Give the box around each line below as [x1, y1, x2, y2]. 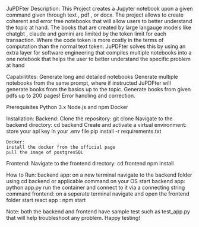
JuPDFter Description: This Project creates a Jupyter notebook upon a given [6, 5, 193, 12]
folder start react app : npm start [6, 197, 86, 203]
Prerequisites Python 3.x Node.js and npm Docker [6, 104, 129, 110]
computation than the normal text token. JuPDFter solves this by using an [6, 43, 186, 50]
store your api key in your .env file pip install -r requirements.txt [6, 127, 162, 135]
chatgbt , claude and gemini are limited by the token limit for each [6, 30, 167, 37]
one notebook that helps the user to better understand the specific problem [6, 56, 191, 62]
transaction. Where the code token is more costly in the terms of [6, 37, 164, 43]
